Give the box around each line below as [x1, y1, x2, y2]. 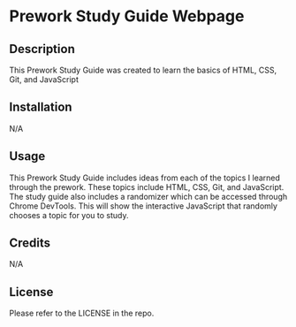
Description [9, 42, 75, 57]
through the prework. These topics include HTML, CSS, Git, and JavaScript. [9, 181, 285, 192]
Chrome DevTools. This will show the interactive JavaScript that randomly [9, 201, 278, 211]
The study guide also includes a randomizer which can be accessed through [9, 191, 288, 202]
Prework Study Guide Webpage [9, 6, 245, 27]
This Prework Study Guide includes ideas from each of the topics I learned [9, 172, 281, 183]
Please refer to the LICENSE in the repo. [9, 308, 155, 319]
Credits [9, 236, 51, 251]
